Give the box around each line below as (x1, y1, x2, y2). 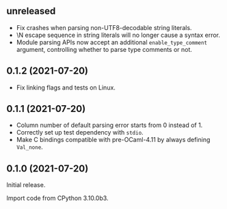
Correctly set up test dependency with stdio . (16, 128, 144, 137)
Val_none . (16, 143, 44, 151)
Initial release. (6, 181, 46, 189)
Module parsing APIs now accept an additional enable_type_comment (16, 38, 208, 46)
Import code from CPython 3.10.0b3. (6, 194, 109, 202)
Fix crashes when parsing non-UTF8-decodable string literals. (16, 23, 192, 31)
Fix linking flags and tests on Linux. (16, 83, 116, 92)
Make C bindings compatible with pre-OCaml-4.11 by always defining (16, 136, 211, 144)
